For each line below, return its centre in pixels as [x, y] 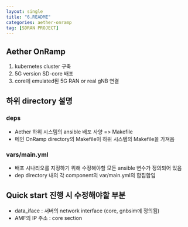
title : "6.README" [28, 17]
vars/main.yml [27, 154]
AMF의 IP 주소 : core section [48, 218]
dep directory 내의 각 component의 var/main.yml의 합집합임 [85, 176]
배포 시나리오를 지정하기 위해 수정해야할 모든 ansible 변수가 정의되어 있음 [98, 168]
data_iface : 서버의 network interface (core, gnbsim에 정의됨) [87, 211]
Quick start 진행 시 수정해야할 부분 [66, 196]
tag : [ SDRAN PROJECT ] [33, 28]
